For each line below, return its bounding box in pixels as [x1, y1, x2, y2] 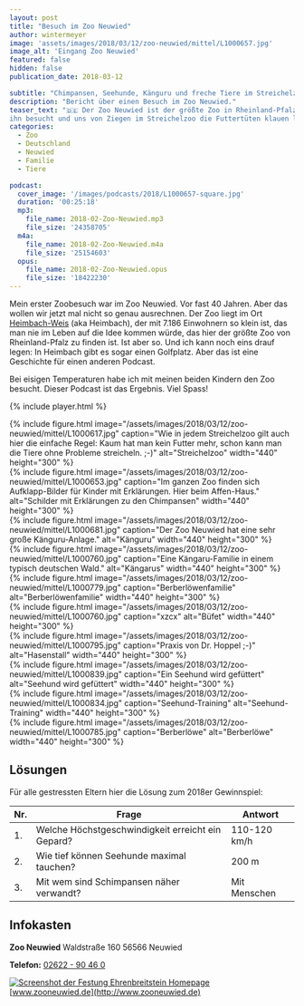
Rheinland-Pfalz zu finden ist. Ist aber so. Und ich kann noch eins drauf [9, 337, 275, 347]
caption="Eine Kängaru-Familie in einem [123, 554, 274, 564]
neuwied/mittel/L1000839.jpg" [9, 669, 122, 680]
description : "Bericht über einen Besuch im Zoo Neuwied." [9, 97, 237, 106]
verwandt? [35, 886, 81, 899]
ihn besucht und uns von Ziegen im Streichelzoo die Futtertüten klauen [9, 114, 290, 123]
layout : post [9, 13, 59, 23]
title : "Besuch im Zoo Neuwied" [9, 22, 131, 31]
